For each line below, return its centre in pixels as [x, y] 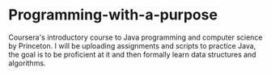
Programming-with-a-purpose [113, 15]
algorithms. [27, 63]
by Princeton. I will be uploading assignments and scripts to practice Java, [132, 45]
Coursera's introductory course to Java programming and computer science [135, 37]
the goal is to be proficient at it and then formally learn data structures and [132, 54]
